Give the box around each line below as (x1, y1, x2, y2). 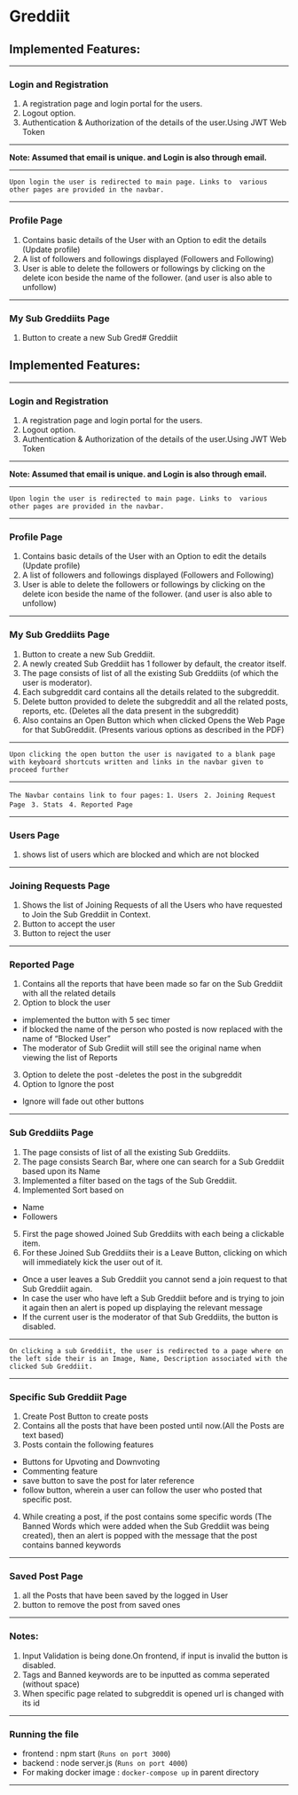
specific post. (21, 1494, 73, 1505)
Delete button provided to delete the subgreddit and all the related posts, (21, 696, 288, 706)
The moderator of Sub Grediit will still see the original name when (21, 1043, 262, 1053)
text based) (21, 1430, 65, 1441)
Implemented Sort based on (21, 1185, 124, 1195)
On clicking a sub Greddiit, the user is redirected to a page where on (9, 1346, 284, 1355)
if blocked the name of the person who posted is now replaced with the (21, 1024, 284, 1035)
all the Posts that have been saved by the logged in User (21, 1590, 229, 1601)
